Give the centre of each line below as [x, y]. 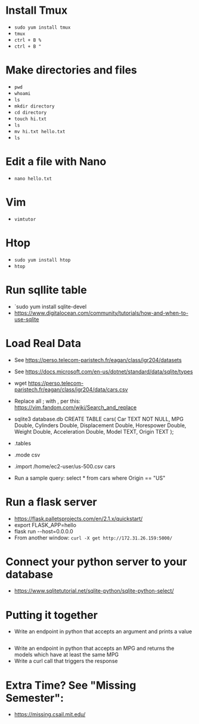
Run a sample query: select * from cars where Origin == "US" [90, 478]
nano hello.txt [33, 179]
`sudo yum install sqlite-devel [50, 306]
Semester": [35, 698]
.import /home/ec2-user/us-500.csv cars [65, 466]
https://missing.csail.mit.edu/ [50, 714]
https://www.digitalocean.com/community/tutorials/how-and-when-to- [101, 313]
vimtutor [25, 219]
